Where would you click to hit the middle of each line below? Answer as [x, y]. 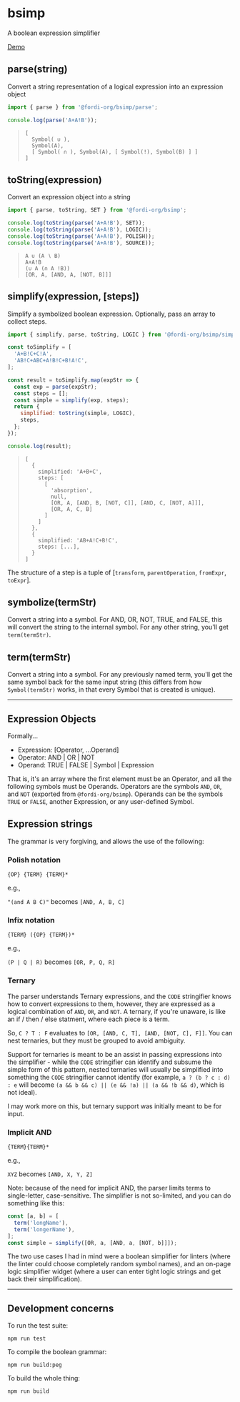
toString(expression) [55, 180]
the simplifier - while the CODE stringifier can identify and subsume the [110, 1062]
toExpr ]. [19, 580]
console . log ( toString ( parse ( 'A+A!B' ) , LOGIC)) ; [80, 230]
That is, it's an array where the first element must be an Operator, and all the [120, 779]
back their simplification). [45, 1279]
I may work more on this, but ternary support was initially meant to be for [115, 1106]
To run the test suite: [38, 1326]
